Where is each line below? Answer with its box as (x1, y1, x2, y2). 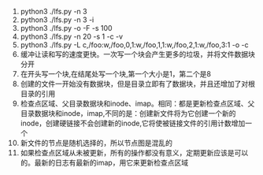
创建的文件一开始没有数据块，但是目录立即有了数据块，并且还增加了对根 (20, 79, 255, 88)
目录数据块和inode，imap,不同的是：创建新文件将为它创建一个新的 (20, 109, 236, 117)
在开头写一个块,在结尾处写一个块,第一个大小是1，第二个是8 (20, 69, 212, 78)
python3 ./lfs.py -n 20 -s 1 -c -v (20, 32, 124, 41)
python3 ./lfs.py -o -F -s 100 (20, 24, 113, 32)
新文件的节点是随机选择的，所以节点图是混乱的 (20, 138, 172, 147)
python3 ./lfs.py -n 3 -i (20, 15, 94, 24)
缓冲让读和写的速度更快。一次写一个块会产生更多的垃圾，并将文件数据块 (20, 50, 255, 58)
